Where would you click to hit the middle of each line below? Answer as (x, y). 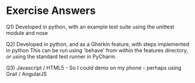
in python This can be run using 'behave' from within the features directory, (97, 50)
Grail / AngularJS (26, 74)
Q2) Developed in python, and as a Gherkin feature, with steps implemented (97, 44)
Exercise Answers (51, 11)
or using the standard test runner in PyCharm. (61, 56)
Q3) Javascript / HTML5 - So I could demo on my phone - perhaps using (94, 67)
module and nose (27, 33)
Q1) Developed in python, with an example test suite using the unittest (90, 27)
